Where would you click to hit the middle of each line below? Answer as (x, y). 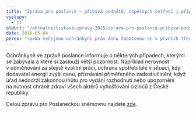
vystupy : (17, 17)
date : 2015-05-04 (27, 33)
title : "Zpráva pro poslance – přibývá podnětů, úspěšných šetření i (92, 11)
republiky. (18, 93)
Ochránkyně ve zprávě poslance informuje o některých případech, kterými (95, 55)
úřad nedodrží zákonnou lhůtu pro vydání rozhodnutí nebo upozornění (90, 80)
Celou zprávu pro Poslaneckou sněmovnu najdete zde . (72, 104)
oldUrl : (15, 28)
